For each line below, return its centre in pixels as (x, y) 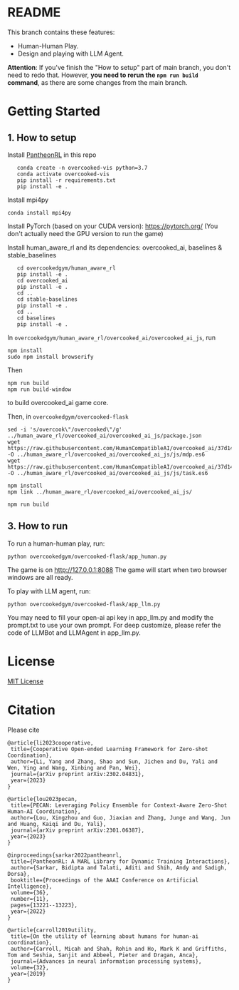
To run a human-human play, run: (56, 544)
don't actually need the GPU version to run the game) (85, 233)
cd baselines (36, 318)
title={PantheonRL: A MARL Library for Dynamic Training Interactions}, (121, 861)
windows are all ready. (40, 577)
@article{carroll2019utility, (52, 930)
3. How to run (38, 526)
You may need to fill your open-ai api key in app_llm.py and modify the (111, 617)
